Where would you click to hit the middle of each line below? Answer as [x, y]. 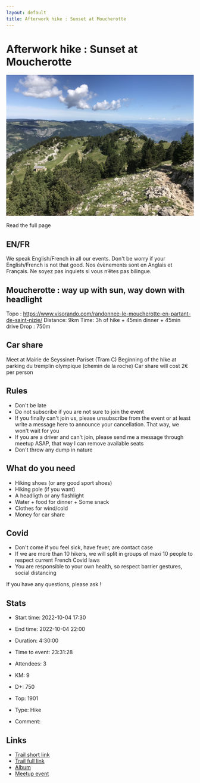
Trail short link [32, 754]
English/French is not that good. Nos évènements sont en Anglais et [89, 265]
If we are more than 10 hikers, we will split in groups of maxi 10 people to [104, 554]
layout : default [26, 13]
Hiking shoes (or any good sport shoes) [63, 482]
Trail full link [29, 761]
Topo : [14, 314]
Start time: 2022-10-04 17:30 [50, 618]
